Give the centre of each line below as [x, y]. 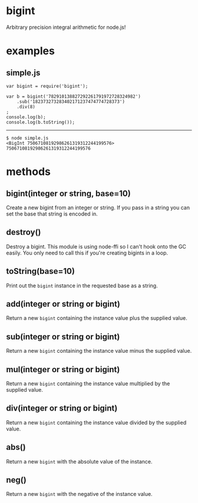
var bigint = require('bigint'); [47, 86]
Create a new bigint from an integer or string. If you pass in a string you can [98, 207]
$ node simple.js [27, 138]
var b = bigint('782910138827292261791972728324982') [74, 96]
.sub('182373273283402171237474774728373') [71, 101]
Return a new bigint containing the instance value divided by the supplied [96, 422]
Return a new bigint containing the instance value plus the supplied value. [97, 318]
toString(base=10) [41, 271]
